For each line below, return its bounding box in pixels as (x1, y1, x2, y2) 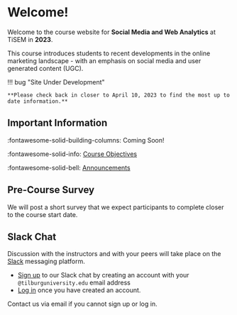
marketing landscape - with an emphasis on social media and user (7, 56, 202, 65)
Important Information (7, 117, 108, 129)
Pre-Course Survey (7, 184, 94, 196)
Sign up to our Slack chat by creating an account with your (17, 271, 189, 280)
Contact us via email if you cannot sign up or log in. (7, 299, 158, 309)
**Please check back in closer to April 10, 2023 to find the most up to (7, 92, 231, 99)
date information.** (7, 97, 69, 105)
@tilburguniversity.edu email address (17, 278, 131, 287)
